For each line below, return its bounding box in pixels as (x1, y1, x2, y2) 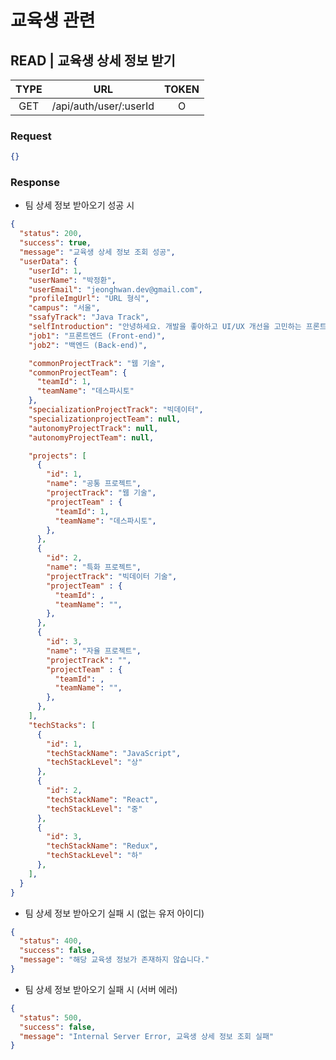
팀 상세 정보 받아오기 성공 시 (24, 199, 135, 211)
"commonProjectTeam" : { (28, 367, 128, 378)
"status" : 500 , (19, 1012, 83, 1023)
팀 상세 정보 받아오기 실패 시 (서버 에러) (24, 983, 178, 995)
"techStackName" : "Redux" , (46, 841, 159, 851)
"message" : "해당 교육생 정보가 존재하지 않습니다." (19, 955, 210, 965)
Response (10, 176, 60, 190)
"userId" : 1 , (28, 266, 83, 276)
